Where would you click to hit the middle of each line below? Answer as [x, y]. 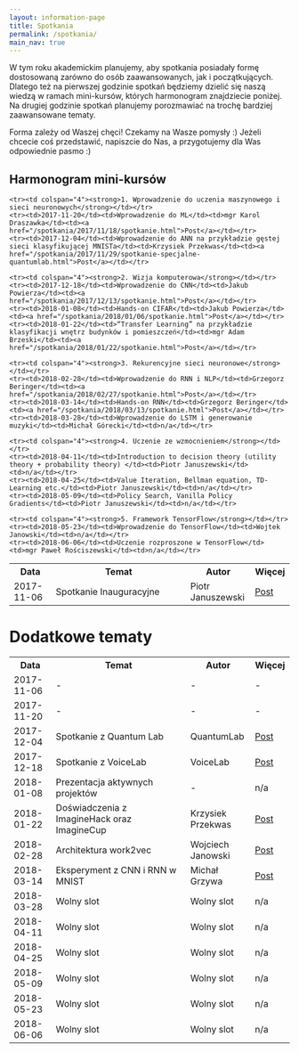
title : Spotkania [41, 26]
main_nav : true [37, 42]
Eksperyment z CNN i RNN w [116, 870]
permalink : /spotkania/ [53, 34]
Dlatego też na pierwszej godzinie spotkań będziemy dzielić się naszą [137, 86]
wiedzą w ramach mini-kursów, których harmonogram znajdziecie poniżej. [145, 96]
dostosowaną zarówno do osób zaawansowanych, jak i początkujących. [141, 78]
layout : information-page [57, 17]
